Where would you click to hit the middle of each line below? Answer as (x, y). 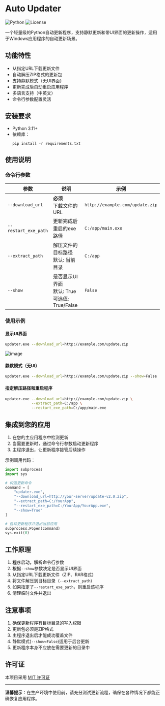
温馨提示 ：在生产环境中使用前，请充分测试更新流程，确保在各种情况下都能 (80, 692)
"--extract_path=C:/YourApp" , (45, 501)
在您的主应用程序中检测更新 (40, 437)
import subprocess (24, 469)
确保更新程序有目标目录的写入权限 (47, 623)
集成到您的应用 (28, 425)
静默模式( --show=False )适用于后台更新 (51, 641)
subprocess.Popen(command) (33, 528)
